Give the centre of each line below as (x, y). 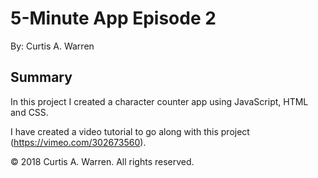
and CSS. (29, 112)
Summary (41, 77)
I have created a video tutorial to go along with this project (130, 131)
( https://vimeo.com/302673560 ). (78, 142)
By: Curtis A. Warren (52, 46)
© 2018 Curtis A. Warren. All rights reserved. (102, 161)
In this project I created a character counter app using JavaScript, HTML (159, 101)
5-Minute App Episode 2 (113, 18)
